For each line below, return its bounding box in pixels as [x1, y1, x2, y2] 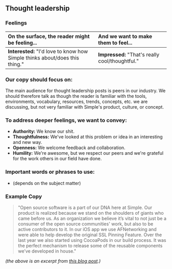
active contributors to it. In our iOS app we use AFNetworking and [17, 226, 157, 232]
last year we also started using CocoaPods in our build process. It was [17, 237, 166, 243]
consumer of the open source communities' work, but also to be [17, 220, 154, 227]
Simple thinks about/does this [8, 54, 79, 61]
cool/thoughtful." [98, 57, 139, 65]
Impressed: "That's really [98, 51, 160, 58]
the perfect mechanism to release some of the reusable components [17, 242, 163, 249]
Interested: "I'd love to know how [8, 48, 88, 55]
